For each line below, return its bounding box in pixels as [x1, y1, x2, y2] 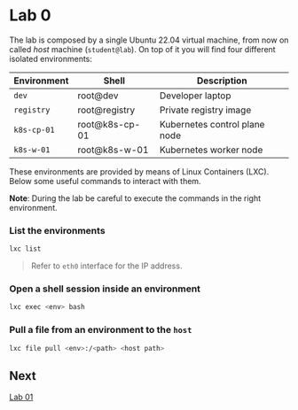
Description [196, 74, 247, 87]
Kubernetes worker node [159, 143, 263, 156]
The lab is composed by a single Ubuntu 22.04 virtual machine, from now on [9, 35, 289, 45]
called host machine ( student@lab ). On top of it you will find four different [9, 43, 277, 54]
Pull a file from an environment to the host [9, 324, 192, 337]
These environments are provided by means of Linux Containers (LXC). [9, 166, 270, 177]
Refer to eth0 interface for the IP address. [30, 260, 183, 271]
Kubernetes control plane [159, 118, 265, 130]
